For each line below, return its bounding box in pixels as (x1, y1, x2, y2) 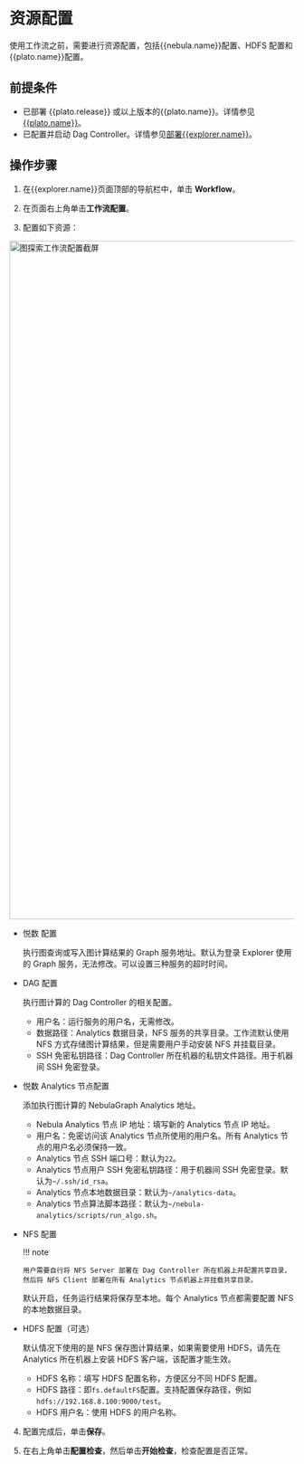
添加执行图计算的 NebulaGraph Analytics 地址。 (22, 1099, 201, 1110)
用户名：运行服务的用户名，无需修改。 (35, 1015, 179, 1027)
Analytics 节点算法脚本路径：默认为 (35, 1198, 169, 1209)
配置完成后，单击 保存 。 (22, 1426, 110, 1437)
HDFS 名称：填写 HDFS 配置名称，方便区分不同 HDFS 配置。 (35, 1373, 262, 1383)
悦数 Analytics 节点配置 (22, 1080, 110, 1091)
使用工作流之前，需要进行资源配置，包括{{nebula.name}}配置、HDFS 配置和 (9, 40, 293, 51)
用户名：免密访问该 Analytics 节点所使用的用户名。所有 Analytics (35, 1130, 279, 1141)
